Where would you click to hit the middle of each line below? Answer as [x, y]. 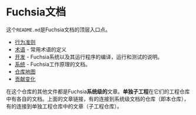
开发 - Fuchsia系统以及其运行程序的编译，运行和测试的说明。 [89, 57]
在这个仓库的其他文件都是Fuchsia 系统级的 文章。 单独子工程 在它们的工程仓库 [98, 91]
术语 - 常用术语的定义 [41, 49]
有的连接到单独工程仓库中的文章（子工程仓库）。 [64, 106]
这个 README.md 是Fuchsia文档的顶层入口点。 [58, 29]
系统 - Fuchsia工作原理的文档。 [53, 64]
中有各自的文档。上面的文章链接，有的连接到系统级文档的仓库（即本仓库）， [98, 98]
